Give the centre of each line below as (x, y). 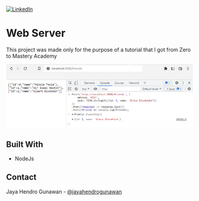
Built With (25, 144)
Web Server (36, 33)
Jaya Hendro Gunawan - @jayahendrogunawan (64, 191)
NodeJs (24, 158)
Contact (21, 178)
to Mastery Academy (32, 56)
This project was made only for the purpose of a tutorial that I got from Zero (99, 49)
